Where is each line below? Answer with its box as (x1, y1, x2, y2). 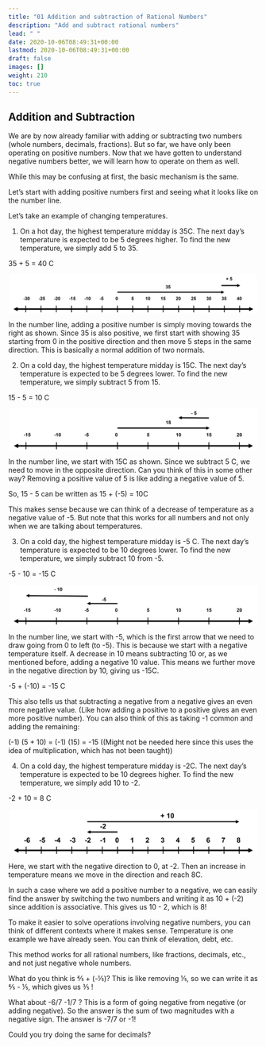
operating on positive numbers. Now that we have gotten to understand (8, 148, 242, 158)
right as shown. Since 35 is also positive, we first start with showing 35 (8, 328, 241, 338)
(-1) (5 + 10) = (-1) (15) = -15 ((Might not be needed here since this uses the (8, 737, 254, 747)
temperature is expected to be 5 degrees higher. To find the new (19, 235, 231, 245)
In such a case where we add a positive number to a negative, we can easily (8, 886, 258, 895)
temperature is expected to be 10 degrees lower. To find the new (19, 545, 231, 554)
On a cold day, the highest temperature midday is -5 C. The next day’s (19, 536, 249, 546)
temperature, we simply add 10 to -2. (19, 778, 141, 788)
